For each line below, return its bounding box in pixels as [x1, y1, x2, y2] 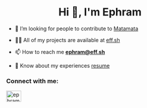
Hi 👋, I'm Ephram [58, 5, 142, 19]
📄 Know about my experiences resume [14, 62, 110, 69]
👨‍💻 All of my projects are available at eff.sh [14, 36, 120, 43]
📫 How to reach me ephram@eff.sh [14, 48, 105, 55]
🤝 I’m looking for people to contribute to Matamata [14, 25, 139, 32]
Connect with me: [6, 77, 59, 85]
